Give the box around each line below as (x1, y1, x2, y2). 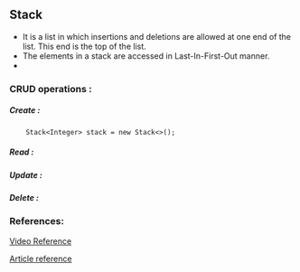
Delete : (9, 192, 39, 203)
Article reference (9, 253, 72, 264)
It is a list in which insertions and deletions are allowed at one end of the (22, 31, 292, 42)
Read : (9, 146, 34, 157)
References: (9, 215, 65, 228)
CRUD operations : (9, 82, 92, 95)
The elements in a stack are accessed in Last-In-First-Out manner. (22, 50, 270, 61)
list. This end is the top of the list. (22, 41, 146, 52)
